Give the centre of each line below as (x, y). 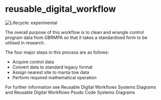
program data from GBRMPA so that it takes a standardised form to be (76, 37)
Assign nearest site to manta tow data (51, 72)
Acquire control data (33, 62)
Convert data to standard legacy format (52, 67)
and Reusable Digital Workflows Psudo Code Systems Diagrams (70, 92)
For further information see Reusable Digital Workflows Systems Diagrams (81, 87)
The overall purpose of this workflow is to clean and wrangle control (75, 32)
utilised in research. (25, 42)
